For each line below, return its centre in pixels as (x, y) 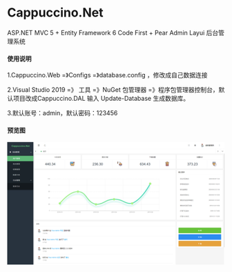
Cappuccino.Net (55, 13)
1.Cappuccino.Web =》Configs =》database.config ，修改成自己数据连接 (108, 75)
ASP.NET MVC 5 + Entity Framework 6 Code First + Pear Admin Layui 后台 (113, 32)
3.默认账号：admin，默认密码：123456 (62, 113)
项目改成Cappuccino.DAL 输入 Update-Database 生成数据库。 (101, 99)
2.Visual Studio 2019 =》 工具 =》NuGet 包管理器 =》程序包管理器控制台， (113, 90)
